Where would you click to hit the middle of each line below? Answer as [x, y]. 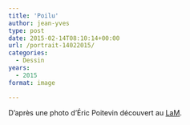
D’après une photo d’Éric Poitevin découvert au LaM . [95, 112]
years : [19, 68]
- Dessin [30, 61]
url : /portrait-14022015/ [51, 46]
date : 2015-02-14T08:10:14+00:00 [64, 38]
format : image [32, 83]
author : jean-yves [39, 23]
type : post [26, 30]
